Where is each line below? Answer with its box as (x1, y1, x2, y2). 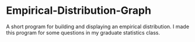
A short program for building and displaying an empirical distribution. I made (6, 23, 190, 30)
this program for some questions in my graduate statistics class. (6, 29, 161, 36)
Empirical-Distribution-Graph (6, 4, 152, 17)
